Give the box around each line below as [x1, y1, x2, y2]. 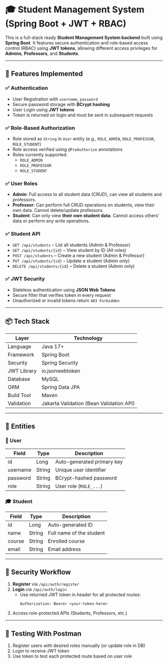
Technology [73, 334, 103, 341]
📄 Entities [5, 422, 35, 431]
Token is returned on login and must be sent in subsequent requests [12, 112, 153, 118]
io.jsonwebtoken [41, 367, 80, 374]
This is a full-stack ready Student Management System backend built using [5, 34, 163, 40]
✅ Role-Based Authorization [5, 124, 75, 131]
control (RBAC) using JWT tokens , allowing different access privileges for [5, 45, 157, 51]
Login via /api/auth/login [12, 587, 67, 593]
